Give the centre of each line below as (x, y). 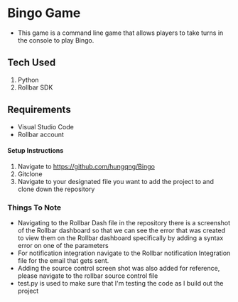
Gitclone (30, 174)
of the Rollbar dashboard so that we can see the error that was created (121, 231)
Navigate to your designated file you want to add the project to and (116, 181)
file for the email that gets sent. (63, 261)
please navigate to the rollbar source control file (88, 276)
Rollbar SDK (35, 87)
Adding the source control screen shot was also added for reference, (119, 269)
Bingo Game (44, 13)
